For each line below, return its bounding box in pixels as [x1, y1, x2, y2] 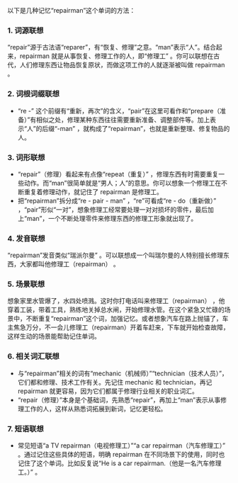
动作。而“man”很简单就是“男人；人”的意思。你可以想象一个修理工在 [23, 178, 222, 187]
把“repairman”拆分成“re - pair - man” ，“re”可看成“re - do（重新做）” [17, 196, 217, 205]
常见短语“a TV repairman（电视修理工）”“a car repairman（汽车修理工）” [17, 441, 225, 450]
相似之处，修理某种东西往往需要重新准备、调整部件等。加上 [35, 115, 210, 124]
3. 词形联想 [7, 152, 45, 162]
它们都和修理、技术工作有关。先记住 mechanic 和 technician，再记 [17, 377, 212, 386]
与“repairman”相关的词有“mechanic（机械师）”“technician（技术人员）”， [17, 369, 228, 377]
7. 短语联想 [7, 424, 44, 433]
